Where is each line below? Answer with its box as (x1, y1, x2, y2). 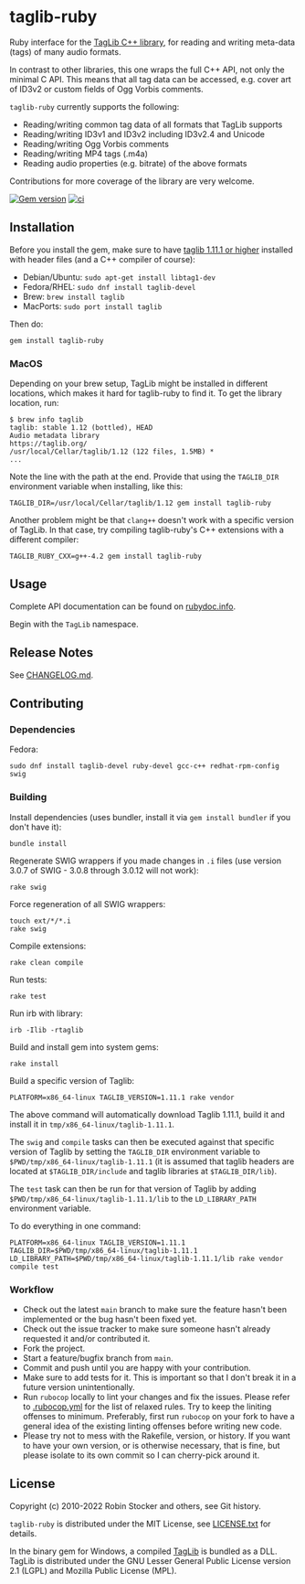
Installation (9, 219, 75, 235)
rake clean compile (9, 958, 84, 967)
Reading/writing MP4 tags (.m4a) (22, 148, 149, 159)
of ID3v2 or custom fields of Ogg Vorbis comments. (9, 83, 204, 94)
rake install (9, 1059, 59, 1068)
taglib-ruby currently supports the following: (9, 101, 180, 112)
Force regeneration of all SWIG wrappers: (9, 898, 166, 909)
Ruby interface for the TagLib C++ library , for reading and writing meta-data (9, 37, 295, 48)
